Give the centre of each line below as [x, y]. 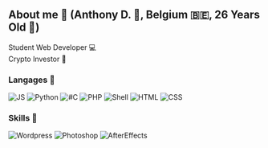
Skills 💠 [23, 118]
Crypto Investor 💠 [37, 59]
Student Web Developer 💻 [52, 47]
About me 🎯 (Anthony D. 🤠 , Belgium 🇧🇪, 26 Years [134, 15]
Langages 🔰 [32, 80]
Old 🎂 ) [24, 28]
